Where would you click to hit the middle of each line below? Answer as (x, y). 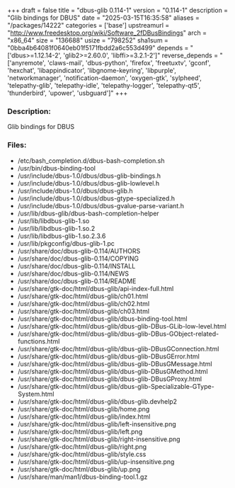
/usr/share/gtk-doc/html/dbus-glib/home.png (84, 409)
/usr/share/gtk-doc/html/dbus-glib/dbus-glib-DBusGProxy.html (110, 379)
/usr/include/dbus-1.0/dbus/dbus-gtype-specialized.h (96, 198)
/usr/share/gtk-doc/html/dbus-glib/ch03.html (84, 311)
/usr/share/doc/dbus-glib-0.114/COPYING (78, 259)
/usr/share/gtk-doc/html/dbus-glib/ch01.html (83, 296)
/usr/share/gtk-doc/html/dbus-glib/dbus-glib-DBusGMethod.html (113, 371)
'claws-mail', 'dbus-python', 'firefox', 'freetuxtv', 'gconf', (129, 63)
